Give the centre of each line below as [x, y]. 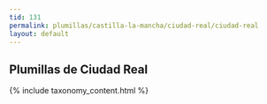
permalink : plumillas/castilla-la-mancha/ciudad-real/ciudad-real [134, 26]
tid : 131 [25, 17]
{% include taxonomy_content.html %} [79, 91]
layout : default [39, 33]
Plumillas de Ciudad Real [79, 69]
